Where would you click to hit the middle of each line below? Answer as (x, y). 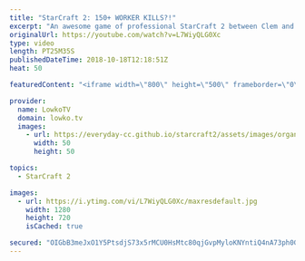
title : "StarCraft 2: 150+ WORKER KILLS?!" (93, 18)
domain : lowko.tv (50, 118)
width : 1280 (48, 209)
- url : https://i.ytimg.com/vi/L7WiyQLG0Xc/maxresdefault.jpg (138, 201)
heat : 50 (26, 69)
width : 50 (52, 143)
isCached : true (54, 227)
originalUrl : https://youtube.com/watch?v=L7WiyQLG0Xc (115, 34)
